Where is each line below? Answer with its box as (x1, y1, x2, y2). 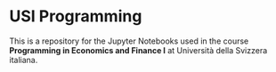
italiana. (9, 54, 38, 65)
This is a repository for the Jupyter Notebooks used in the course (9, 36, 249, 46)
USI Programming (9, 6, 142, 27)
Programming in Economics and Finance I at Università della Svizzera (9, 44, 268, 55)
